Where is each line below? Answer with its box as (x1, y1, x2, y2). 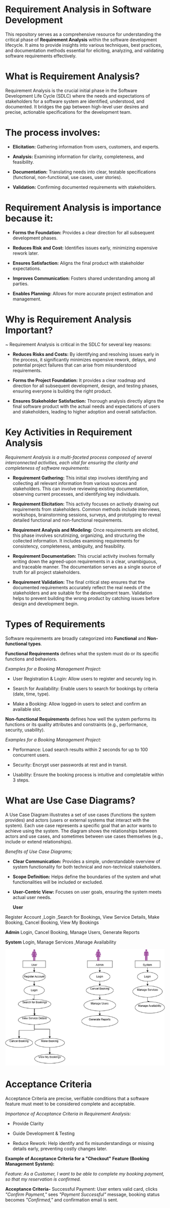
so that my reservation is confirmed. (5, 1176, 81, 1183)
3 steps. (12, 777, 30, 783)
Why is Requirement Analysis (5, 314, 132, 325)
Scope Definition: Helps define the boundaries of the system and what (12, 873, 161, 880)
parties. (12, 281, 29, 287)
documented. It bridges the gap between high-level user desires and (5, 103, 148, 110)
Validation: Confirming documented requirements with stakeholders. (12, 184, 157, 190)
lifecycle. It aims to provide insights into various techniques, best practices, (5, 42, 162, 48)
